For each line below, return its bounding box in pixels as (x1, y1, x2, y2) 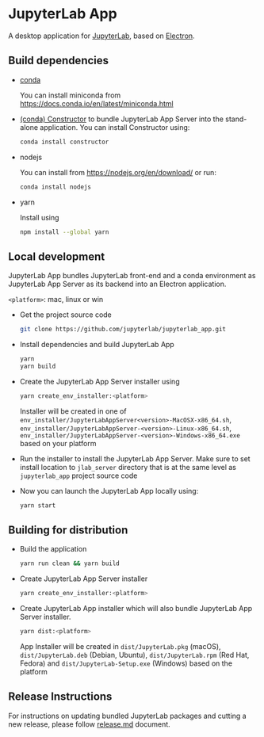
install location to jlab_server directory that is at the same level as (19, 462, 236, 472)
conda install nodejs (19, 183, 91, 191)
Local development (8, 250, 105, 263)
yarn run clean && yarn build (19, 559, 121, 567)
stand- (225, 114, 247, 124)
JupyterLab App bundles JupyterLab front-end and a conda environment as (8, 271, 256, 281)
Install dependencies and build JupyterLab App (19, 340, 174, 349)
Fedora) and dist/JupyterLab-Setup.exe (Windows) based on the (19, 659, 232, 668)
